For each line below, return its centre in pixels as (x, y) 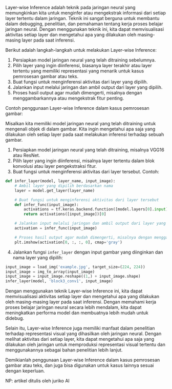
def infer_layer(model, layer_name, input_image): (60, 181)
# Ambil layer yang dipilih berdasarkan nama (64, 186)
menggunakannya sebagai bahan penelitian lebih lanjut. (64, 350)
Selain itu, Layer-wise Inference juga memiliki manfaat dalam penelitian (80, 328)
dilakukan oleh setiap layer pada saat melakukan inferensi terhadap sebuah (85, 134)
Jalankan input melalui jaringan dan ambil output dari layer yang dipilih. (88, 87)
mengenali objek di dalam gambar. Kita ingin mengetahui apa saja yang (80, 129)
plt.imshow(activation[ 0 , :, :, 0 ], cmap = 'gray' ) (69, 242)
